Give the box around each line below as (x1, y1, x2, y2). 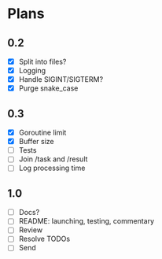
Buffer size (18, 137, 54, 146)
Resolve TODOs (18, 234, 71, 244)
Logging (18, 66, 46, 76)
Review (18, 225, 43, 235)
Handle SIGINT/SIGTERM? (18, 75, 104, 84)
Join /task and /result (18, 154, 88, 164)
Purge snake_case (18, 83, 79, 93)
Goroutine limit (18, 128, 67, 138)
